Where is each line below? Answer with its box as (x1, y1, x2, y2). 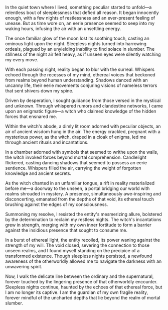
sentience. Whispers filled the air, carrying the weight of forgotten (5, 165, 141, 171)
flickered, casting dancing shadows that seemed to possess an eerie (5, 160, 147, 165)
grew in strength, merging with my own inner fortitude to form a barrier (5, 222, 152, 228)
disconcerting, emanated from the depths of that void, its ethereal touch (5, 196, 154, 202)
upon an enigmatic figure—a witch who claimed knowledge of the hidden (5, 108, 156, 114)
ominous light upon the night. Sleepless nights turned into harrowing (5, 41, 147, 47)
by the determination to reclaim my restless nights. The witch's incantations (5, 217, 161, 223)
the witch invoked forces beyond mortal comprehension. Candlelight (5, 154, 147, 160)
